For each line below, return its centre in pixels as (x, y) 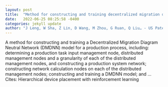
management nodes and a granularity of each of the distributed (70, 58)
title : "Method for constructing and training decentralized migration (82, 14)
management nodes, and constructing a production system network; (76, 64)
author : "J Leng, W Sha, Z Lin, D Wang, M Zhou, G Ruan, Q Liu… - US (79, 28)
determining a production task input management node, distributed (74, 53)
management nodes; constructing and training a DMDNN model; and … (78, 74)
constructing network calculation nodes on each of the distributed (73, 69)
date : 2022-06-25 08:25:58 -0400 (42, 19)
